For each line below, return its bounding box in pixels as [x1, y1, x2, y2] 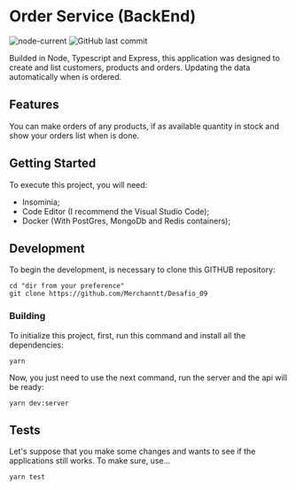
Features [9, 97, 59, 113]
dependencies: [9, 339, 64, 350]
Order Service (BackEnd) [9, 6, 197, 27]
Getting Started [9, 156, 97, 171]
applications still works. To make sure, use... [9, 455, 171, 466]
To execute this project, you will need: [9, 179, 148, 190]
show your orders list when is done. [9, 130, 140, 141]
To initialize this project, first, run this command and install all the [9, 330, 246, 340]
